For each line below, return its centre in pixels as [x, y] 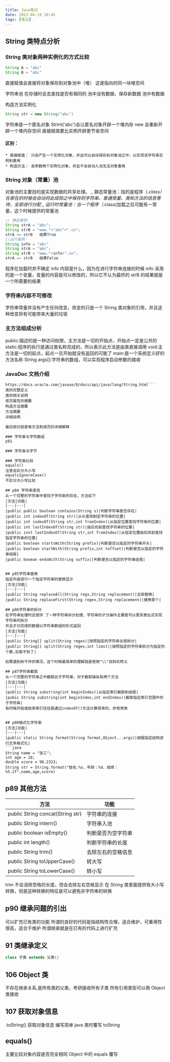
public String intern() [32, 823]
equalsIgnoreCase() [26, 475]
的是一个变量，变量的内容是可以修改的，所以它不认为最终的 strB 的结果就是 [84, 275]
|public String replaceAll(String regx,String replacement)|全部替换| [80, 594]
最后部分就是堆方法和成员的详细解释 [38, 427]
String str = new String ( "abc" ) [39, 114]
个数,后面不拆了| [21, 652]
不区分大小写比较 [21, 480]
